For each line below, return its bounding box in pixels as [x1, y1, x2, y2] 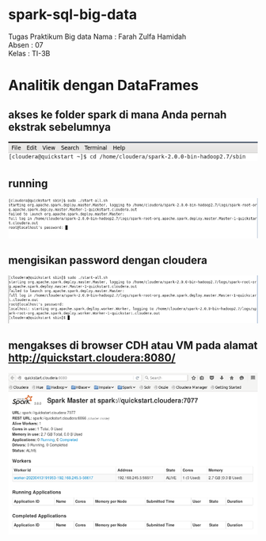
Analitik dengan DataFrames [8, 77, 199, 94]
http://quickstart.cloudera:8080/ [8, 351, 176, 365]
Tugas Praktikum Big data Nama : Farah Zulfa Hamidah [8, 32, 187, 41]
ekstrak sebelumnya [8, 120, 112, 134]
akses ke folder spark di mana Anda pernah [8, 108, 227, 121]
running [8, 177, 48, 190]
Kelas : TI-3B [8, 48, 51, 58]
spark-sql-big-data [8, 6, 138, 24]
